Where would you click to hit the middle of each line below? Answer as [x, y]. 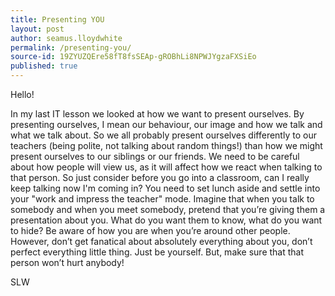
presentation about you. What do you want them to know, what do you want [166, 220]
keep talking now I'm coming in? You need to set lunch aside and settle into [165, 188]
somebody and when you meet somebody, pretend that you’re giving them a [168, 209]
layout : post [37, 29]
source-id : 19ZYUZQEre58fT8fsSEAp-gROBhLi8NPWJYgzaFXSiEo [133, 57]
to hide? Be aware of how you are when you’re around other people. [150, 230]
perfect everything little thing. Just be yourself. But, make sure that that [157, 252]
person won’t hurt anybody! [67, 262]
